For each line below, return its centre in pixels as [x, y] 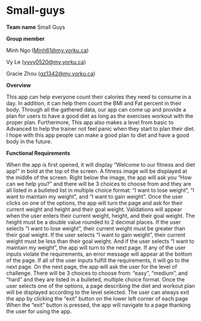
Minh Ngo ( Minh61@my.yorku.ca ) [47, 50]
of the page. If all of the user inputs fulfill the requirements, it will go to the [98, 260]
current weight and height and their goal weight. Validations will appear [94, 209]
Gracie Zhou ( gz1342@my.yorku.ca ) [51, 73]
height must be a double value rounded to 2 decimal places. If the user [94, 222]
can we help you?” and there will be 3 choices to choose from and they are [99, 184]
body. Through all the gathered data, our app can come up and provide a [96, 109]
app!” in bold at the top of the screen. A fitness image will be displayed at [97, 171]
